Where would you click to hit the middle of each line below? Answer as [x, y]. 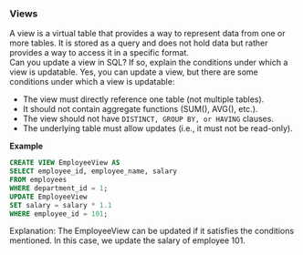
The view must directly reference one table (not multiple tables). [143, 99]
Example [26, 146]
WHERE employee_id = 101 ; [58, 214]
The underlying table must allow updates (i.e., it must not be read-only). [158, 128]
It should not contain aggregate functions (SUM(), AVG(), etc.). [140, 109]
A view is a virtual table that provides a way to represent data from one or [147, 34]
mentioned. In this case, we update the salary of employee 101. [128, 240]
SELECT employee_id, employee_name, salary [94, 171]
